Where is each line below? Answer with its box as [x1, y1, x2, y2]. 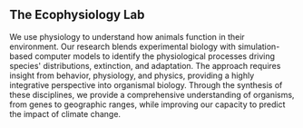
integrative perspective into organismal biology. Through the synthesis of [9, 79, 283, 90]
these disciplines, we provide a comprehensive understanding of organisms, [9, 89, 295, 100]
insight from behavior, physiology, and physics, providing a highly [9, 70, 255, 81]
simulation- [237, 41, 280, 52]
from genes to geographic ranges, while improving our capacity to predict [9, 99, 286, 110]
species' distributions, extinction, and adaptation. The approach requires [9, 60, 281, 71]
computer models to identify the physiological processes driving [34, 50, 275, 62]
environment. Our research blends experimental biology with [9, 41, 236, 52]
